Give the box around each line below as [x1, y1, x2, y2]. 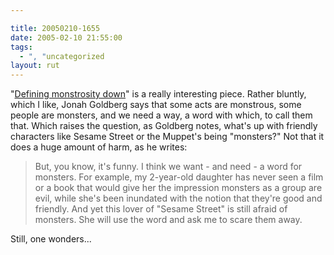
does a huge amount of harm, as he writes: [10, 141, 188, 153]
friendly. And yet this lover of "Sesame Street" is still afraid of [34, 203, 288, 215]
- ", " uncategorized [19, 51, 105, 61]
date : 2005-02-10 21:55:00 [10, 32, 123, 43]
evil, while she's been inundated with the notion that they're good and [34, 192, 323, 205]
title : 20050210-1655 [10, 23, 101, 33]
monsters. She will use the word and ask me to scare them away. [34, 214, 303, 226]
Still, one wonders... [10, 233, 92, 245]
